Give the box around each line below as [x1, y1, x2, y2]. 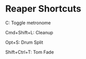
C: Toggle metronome [5, 20, 51, 26]
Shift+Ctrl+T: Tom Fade [5, 49, 54, 55]
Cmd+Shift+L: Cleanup [5, 29, 53, 35]
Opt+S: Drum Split [5, 39, 43, 45]
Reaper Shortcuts [5, 3, 81, 15]
